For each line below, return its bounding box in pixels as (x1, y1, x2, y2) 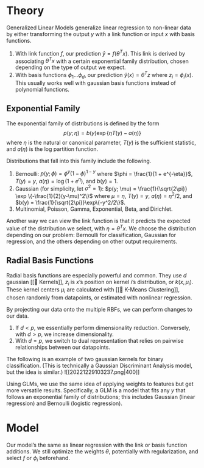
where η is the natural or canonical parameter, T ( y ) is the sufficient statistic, (6, 139, 197, 146)
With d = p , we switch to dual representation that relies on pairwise (15, 337, 184, 345)
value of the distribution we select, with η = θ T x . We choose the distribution (6, 224, 197, 232)
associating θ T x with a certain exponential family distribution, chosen (15, 56, 189, 65)
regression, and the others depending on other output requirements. (6, 238, 178, 245)
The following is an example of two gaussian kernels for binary (6, 356, 164, 363)
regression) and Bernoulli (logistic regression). (6, 400, 123, 407)
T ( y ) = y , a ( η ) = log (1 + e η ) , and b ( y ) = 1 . (15, 177, 118, 185)
